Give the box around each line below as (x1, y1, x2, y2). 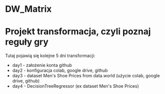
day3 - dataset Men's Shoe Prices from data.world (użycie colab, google (12, 73, 160, 79)
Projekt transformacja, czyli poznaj (5, 26, 151, 37)
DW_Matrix (5, 3, 52, 15)
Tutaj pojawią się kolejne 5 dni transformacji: (5, 53, 96, 59)
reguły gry (5, 36, 49, 48)
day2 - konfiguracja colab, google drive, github (12, 67, 108, 73)
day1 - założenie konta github (12, 63, 72, 68)
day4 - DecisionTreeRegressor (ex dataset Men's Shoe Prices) (12, 83, 139, 89)
